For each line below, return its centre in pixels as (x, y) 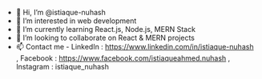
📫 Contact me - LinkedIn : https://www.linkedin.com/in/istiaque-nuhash (135, 47)
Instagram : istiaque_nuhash (62, 67)
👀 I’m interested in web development (76, 21)
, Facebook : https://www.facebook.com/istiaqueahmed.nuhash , (123, 58)
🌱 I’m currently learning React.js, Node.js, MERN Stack (106, 29)
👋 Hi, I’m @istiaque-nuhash (60, 12)
